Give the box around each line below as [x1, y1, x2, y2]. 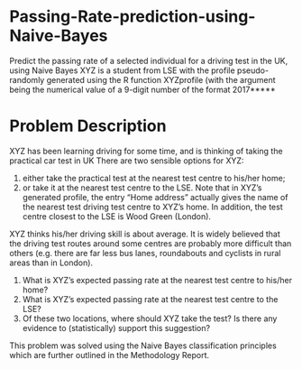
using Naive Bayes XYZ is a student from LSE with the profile [9, 65, 236, 76]
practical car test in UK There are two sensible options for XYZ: [9, 155, 244, 166]
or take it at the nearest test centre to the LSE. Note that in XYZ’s [22, 182, 262, 193]
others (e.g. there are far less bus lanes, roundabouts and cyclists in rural [9, 247, 281, 258]
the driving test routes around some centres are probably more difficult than [9, 237, 292, 249]
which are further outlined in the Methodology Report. [9, 349, 210, 360]
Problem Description [9, 115, 167, 136]
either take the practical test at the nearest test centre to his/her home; [22, 172, 286, 183]
